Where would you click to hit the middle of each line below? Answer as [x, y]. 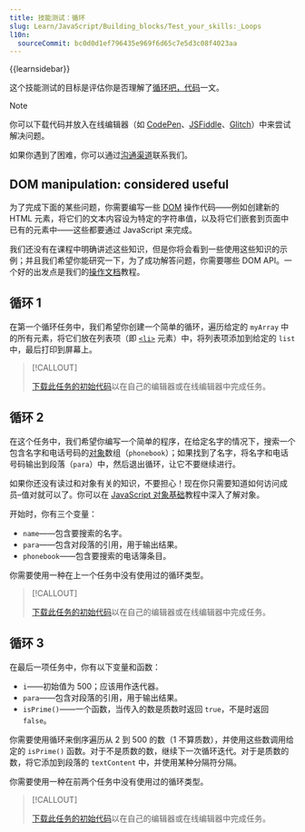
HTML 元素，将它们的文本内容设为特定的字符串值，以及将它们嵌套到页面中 [149, 219]
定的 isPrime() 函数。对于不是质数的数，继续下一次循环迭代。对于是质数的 [149, 750]
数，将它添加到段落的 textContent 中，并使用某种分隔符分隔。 [126, 762]
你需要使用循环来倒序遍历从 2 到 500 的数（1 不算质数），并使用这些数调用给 [152, 739]
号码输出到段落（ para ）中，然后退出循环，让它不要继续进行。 [125, 464]
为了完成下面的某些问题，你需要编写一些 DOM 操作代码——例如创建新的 [144, 207]
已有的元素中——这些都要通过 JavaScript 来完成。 [103, 230]
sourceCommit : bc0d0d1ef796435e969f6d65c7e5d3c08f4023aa [128, 43]
